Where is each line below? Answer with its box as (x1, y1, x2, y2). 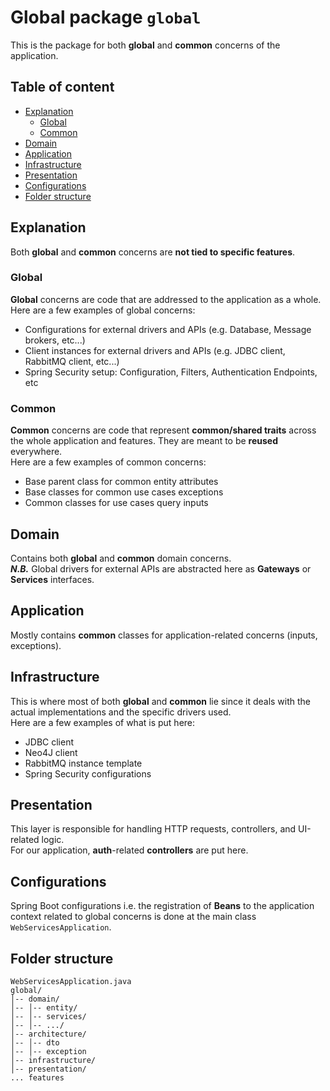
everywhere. (10, 446, 63, 458)
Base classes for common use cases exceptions (24, 486, 224, 498)
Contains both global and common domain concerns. (10, 552, 232, 564)
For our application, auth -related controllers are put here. (10, 844, 249, 856)
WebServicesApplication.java (10, 977, 132, 987)
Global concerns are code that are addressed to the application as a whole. (10, 293, 322, 305)
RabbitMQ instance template (24, 757, 143, 769)
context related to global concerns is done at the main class (10, 911, 257, 923)
